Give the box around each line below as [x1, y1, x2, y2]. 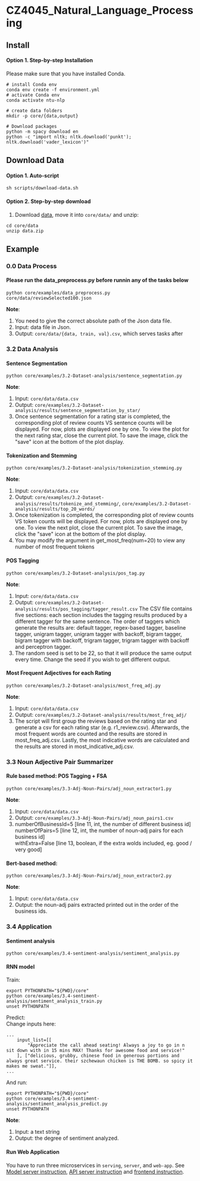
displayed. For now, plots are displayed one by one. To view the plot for [14, 425, 190, 433]
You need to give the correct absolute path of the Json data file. [14, 317, 172, 324]
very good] [14, 846, 42, 853]
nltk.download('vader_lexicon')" [6, 139, 89, 145]
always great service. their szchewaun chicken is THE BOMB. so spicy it [6, 1058, 193, 1064]
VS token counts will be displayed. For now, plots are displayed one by [14, 518, 187, 525]
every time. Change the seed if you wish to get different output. [14, 655, 171, 663]
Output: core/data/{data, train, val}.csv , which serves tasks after [14, 330, 183, 338]
